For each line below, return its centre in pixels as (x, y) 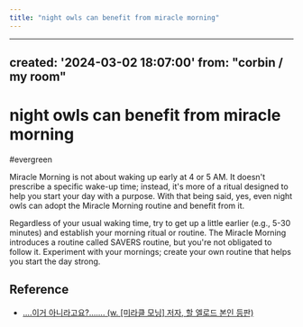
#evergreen (31, 159)
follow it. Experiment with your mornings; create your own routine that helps (150, 251)
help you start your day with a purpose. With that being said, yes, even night (151, 195)
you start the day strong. (55, 261)
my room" (38, 77)
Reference (39, 290)
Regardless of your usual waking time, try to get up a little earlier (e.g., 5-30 (150, 223)
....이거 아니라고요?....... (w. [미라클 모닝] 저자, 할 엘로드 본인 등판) (138, 313)
